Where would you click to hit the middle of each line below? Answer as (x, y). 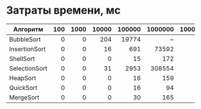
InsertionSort (28, 49)
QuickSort (23, 88)
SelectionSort (28, 68)
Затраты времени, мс (63, 10)
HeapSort (23, 78)
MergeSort (25, 97)
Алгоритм (28, 29)
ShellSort (22, 58)
